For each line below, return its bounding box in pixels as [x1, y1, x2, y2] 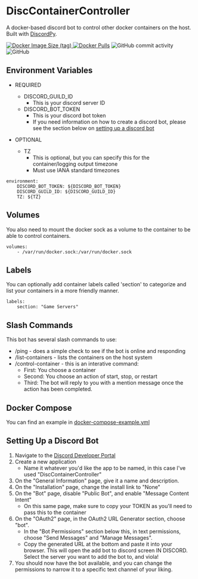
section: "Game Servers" [17, 304, 79, 310]
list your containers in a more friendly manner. [6, 287, 119, 295]
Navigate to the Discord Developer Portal [14, 451, 116, 459]
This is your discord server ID [32, 99, 106, 106]
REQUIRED [14, 81, 42, 88]
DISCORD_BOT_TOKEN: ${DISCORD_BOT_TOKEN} [17, 183, 121, 189]
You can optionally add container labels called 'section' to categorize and [6, 281, 187, 288]
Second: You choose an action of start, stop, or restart [23, 373, 158, 380]
